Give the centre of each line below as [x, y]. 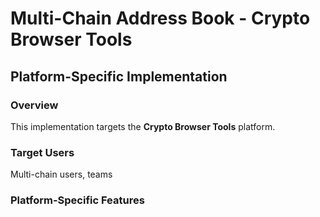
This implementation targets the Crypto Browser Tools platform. [143, 126]
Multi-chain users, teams [61, 174]
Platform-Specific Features [77, 200]
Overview [34, 105]
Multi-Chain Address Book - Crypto [160, 18]
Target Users [42, 152]
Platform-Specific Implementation [119, 76]
